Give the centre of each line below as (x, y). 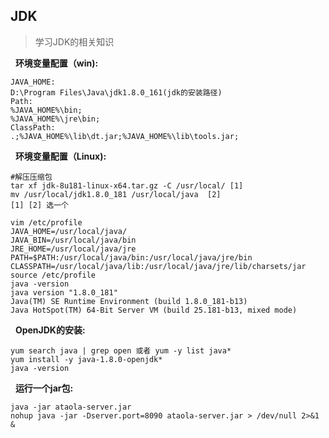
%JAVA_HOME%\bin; (46, 110)
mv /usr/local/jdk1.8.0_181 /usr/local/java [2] (116, 194)
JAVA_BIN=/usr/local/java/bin (73, 240)
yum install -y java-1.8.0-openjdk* (86, 359)
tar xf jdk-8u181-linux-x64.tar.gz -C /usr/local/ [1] (127, 185)
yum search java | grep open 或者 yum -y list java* (121, 350)
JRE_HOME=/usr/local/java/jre (73, 249)
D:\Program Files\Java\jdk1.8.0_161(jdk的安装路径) (116, 92)
